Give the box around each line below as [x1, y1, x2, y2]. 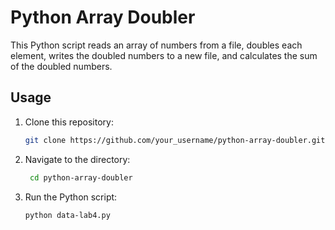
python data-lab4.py [24, 210, 111, 220]
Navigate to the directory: [24, 153, 131, 165]
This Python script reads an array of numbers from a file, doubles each [10, 39, 303, 51]
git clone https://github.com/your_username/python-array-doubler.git [24, 135, 326, 145]
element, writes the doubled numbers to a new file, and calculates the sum [10, 49, 318, 61]
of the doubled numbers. [10, 60, 113, 72]
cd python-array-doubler [29, 172, 133, 183]
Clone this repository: [24, 116, 114, 128]
